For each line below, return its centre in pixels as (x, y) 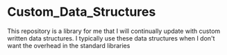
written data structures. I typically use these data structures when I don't (111, 38)
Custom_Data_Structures (82, 12)
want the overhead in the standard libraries (69, 45)
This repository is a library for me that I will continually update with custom (114, 31)
